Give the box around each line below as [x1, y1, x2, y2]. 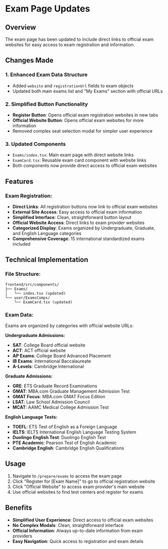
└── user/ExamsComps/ [5, 295, 50, 300]
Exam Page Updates [5, 3, 90, 15]
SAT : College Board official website [12, 342, 86, 348]
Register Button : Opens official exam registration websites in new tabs [12, 112, 158, 118]
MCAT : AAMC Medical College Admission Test [12, 404, 109, 410]
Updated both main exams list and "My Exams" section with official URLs [12, 88, 163, 94]
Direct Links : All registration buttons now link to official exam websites [12, 203, 158, 209]
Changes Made [5, 56, 53, 65]
